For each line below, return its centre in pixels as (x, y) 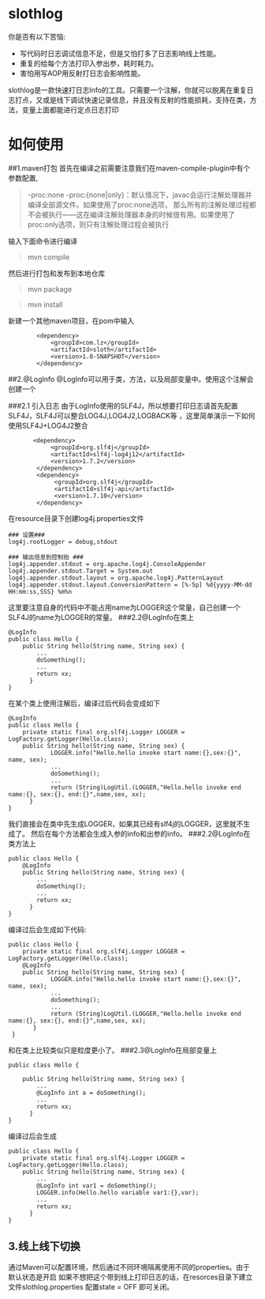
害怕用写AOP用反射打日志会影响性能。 (82, 73)
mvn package (50, 289)
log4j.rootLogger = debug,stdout (63, 542)
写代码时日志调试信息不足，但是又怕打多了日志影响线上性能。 (120, 53)
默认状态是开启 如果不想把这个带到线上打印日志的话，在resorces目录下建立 (131, 1277)
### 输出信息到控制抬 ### (46, 557)
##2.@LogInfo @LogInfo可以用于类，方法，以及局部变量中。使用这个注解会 (131, 379)
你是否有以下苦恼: (37, 36)
